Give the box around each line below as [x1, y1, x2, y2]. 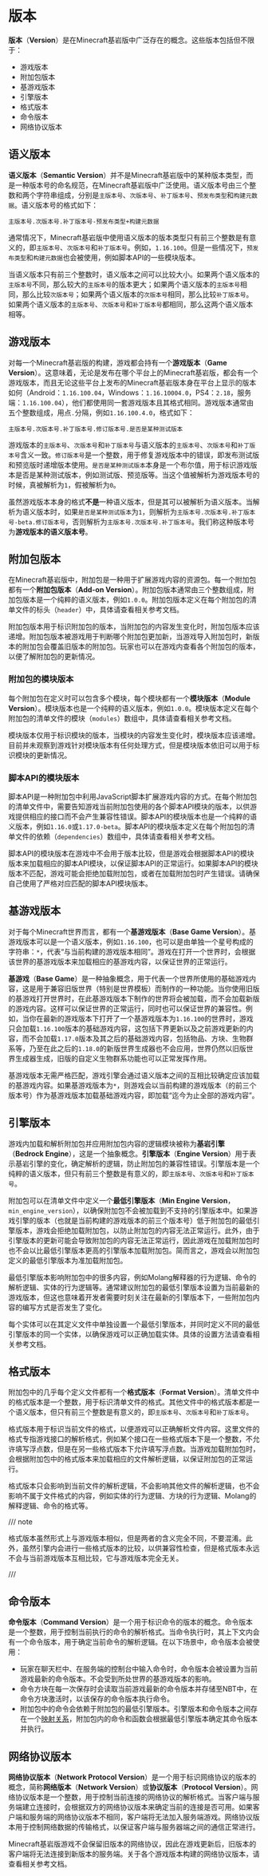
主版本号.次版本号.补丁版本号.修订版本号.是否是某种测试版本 [8, 425, 183, 433]
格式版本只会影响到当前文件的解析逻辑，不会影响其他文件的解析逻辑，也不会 [8, 1481, 260, 1491]
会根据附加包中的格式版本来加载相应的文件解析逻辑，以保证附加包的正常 [8, 1454, 246, 1464]
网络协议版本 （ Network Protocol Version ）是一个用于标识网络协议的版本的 [8, 1772, 257, 1782]
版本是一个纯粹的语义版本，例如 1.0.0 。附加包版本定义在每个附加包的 [22, 595, 250, 605]
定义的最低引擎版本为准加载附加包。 [8, 1255, 128, 1265]
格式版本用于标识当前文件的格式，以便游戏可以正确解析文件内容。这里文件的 [8, 1424, 260, 1434]
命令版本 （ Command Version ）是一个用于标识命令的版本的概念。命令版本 [8, 1617, 254, 1627]
